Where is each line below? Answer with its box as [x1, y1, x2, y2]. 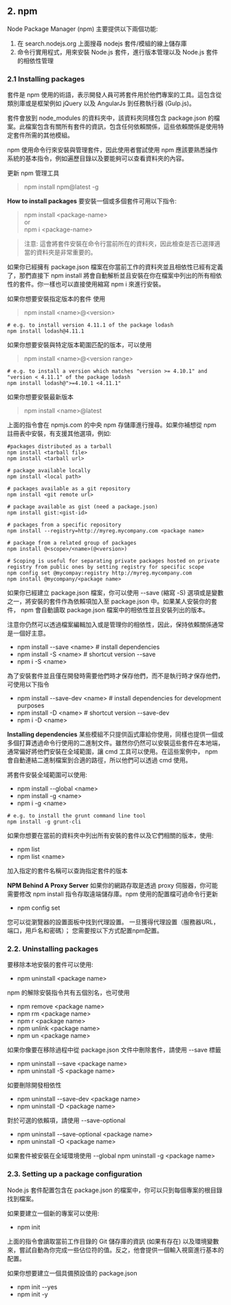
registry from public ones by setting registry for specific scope [7, 564, 205, 571]
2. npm [7, 6, 38, 17]
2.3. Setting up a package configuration [7, 1169, 142, 1179]
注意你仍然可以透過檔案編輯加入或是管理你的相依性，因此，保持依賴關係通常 [7, 620, 224, 629]
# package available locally [7, 468, 91, 474]
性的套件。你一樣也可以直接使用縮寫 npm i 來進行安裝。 [7, 280, 165, 289]
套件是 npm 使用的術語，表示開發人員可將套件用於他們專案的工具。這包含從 [7, 91, 222, 99]
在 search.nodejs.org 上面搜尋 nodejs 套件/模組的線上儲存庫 [16, 39, 187, 48]
